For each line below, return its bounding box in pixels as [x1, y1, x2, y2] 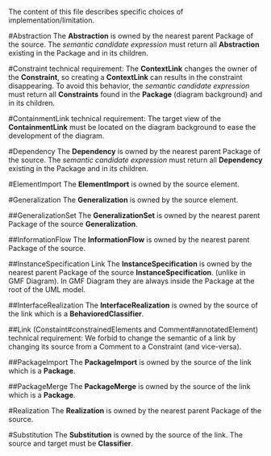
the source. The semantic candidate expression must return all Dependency [8, 155, 263, 165]
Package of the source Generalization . [8, 220, 139, 228]
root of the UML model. [8, 285, 86, 294]
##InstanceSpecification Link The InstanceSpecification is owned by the [8, 259, 252, 269]
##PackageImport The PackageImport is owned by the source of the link [8, 358, 252, 366]
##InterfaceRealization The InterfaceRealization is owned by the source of [8, 300, 258, 310]
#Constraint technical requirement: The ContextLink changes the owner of [8, 64, 258, 73]
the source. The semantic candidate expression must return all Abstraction [8, 40, 260, 49]
